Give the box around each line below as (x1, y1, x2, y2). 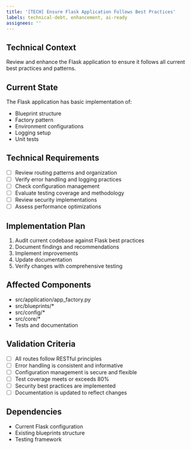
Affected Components (6, 280, 91, 290)
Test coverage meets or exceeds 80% (14, 375, 110, 383)
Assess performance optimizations (14, 203, 102, 210)
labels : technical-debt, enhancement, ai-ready (6, 14, 128, 20)
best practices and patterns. (6, 64, 76, 72)
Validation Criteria (6, 339, 76, 350)
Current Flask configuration (14, 422, 83, 430)
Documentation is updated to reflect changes (14, 389, 127, 396)
